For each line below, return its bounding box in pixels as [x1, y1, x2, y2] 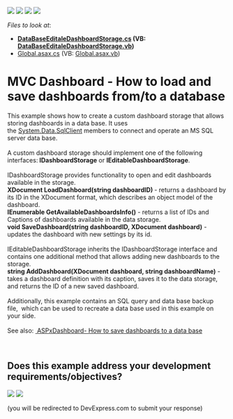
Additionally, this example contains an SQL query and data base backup [7, 296, 214, 305]
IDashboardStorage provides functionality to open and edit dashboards [7, 171, 211, 179]
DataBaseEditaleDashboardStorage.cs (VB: [17, 35, 146, 43]
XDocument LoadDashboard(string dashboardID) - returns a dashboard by [7, 185, 227, 194]
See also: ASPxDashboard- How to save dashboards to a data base [7, 326, 203, 335]
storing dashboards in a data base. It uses [7, 119, 128, 127]
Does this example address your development [7, 360, 211, 372]
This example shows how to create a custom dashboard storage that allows [7, 112, 225, 120]
